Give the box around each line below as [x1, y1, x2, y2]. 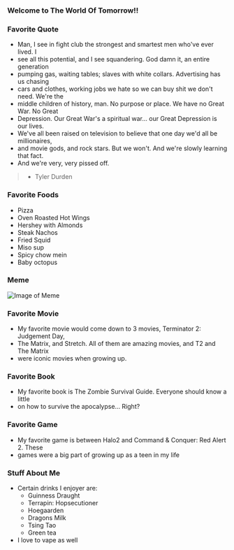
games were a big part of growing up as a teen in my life [17, 450, 180, 459]
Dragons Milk [27, 514, 66, 522]
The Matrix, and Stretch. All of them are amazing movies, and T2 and [17, 340, 216, 348]
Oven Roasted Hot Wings [17, 213, 90, 222]
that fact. [17, 152, 44, 160]
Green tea [27, 528, 57, 537]
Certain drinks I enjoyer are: [17, 484, 98, 492]
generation [17, 62, 49, 71]
